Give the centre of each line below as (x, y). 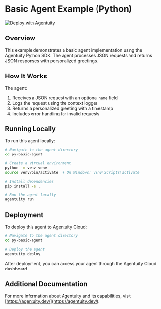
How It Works (26, 76)
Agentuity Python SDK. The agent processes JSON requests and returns (79, 55)
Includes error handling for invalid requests (56, 113)
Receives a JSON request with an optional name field (65, 98)
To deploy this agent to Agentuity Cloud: (46, 227)
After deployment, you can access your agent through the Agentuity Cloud (81, 263)
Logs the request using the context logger (55, 103)
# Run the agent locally (31, 195)
